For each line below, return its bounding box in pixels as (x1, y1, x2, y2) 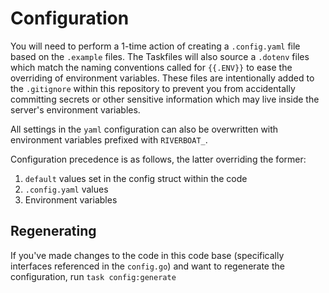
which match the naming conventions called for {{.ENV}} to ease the (10, 61, 293, 73)
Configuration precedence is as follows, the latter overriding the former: (10, 153, 307, 165)
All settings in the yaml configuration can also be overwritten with (10, 123, 279, 135)
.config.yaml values (24, 183, 109, 195)
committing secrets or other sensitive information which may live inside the (10, 93, 320, 105)
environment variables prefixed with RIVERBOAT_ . (10, 133, 208, 146)
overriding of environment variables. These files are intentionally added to (10, 72, 315, 84)
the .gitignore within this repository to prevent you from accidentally (10, 82, 296, 94)
